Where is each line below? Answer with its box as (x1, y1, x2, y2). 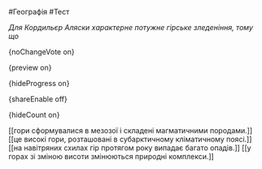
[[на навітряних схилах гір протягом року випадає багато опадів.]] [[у (8, 143, 251, 153)
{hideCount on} (8, 110, 60, 119)
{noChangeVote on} (8, 47, 75, 56)
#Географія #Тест (8, 7, 70, 16)
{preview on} (8, 63, 52, 72)
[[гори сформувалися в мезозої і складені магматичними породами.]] (8, 126, 253, 135)
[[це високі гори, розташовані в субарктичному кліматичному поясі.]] (8, 134, 252, 144)
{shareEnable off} (8, 94, 68, 104)
